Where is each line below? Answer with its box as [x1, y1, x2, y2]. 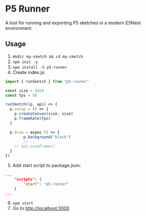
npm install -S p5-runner [12, 65, 67, 70]
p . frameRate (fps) [14, 116, 51, 121]
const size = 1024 [5, 88, 44, 93]
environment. [5, 25, 33, 31]
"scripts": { [14, 177, 42, 182]
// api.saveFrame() [14, 144, 56, 149]
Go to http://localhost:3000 [12, 205, 70, 211]
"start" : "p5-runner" [23, 181, 69, 187]
